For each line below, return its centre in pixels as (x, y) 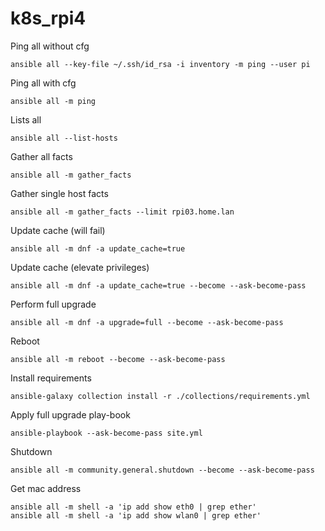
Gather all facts (41, 156)
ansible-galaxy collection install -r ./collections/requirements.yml (160, 396)
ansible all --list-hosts (64, 138)
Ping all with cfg (43, 83)
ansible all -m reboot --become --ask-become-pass (118, 359)
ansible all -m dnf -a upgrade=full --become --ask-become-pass (147, 322)
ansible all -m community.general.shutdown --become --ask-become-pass (162, 470)
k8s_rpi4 (48, 18)
